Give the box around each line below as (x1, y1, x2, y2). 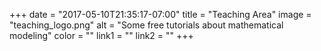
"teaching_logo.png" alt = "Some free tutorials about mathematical (9, 19, 284, 31)
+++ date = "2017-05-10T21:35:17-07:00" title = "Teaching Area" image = (9, 9, 312, 20)
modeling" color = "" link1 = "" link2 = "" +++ (9, 30, 194, 41)
